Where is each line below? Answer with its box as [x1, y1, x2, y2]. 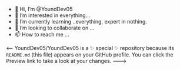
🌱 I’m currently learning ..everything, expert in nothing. [14, 18, 147, 25]
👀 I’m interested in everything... [14, 12, 91, 19]
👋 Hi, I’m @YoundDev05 [14, 6, 73, 12]
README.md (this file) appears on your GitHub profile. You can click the [6, 51, 174, 58]
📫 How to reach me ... [14, 31, 69, 38]
